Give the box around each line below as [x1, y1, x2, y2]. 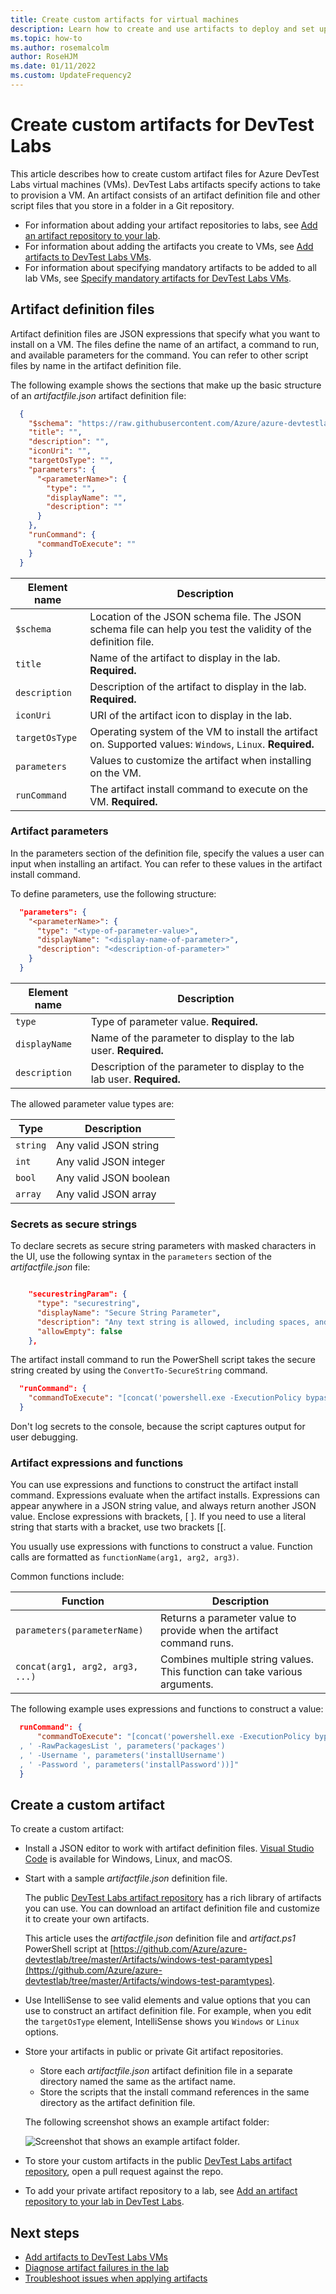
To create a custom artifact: [10, 1823, 125, 1835]
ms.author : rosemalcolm [10, 42, 110, 53]
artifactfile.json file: [10, 1261, 91, 1273]
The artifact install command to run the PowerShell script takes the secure [10, 1354, 316, 1366]
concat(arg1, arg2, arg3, [15, 1661, 139, 1673]
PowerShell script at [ [24, 1943, 114, 1955]
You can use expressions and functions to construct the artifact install [10, 1479, 299, 1491]
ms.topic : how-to [10, 33, 83, 43]
